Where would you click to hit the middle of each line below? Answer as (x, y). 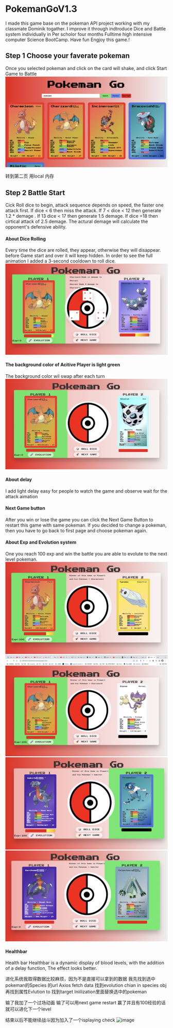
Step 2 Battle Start (35, 193)
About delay (19, 479)
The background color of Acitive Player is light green (63, 365)
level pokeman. (21, 559)
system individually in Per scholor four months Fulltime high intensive (79, 34)
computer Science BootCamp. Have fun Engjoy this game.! (68, 40)
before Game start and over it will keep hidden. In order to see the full (79, 256)
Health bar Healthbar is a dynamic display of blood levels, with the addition (85, 963)
